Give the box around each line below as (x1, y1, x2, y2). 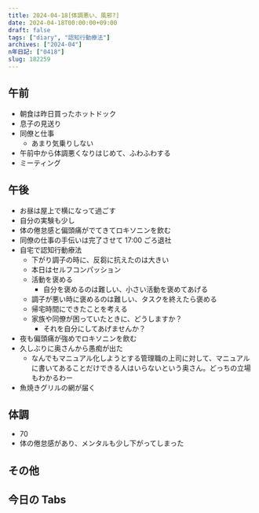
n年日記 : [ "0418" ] (8, 48, 65, 56)
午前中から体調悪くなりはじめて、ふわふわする (19, 148, 171, 157)
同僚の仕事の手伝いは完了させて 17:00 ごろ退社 (19, 235, 172, 245)
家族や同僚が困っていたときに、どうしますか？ (31, 314, 183, 323)
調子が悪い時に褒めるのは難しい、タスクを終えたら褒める (31, 294, 217, 304)
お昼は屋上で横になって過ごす (19, 205, 116, 215)
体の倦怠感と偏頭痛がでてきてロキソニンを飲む (19, 225, 171, 234)
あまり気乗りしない (31, 138, 94, 148)
